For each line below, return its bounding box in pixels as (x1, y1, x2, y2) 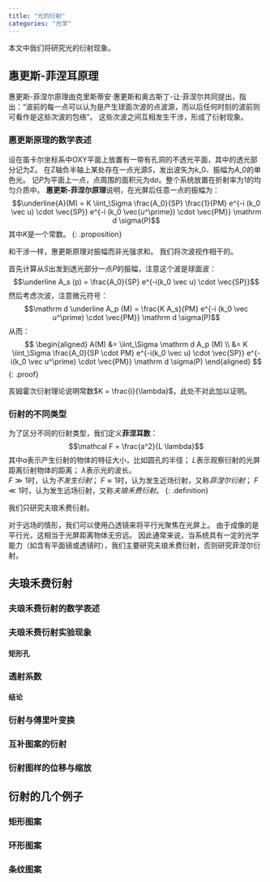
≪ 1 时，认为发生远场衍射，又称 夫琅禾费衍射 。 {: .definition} (8, 485, 209, 495)
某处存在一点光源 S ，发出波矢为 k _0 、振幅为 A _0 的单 (90, 164, 261, 175)
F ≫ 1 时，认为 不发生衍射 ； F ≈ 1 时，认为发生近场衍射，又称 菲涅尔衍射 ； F (8, 475, 259, 485)
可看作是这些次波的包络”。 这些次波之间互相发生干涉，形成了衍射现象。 (8, 112, 249, 122)
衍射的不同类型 (8, 408, 67, 419)
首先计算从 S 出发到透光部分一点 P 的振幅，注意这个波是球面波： (8, 263, 216, 273)
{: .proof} (8, 369, 39, 378)
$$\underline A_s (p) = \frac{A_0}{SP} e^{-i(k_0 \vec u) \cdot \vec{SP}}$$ (13, 277, 259, 287)
